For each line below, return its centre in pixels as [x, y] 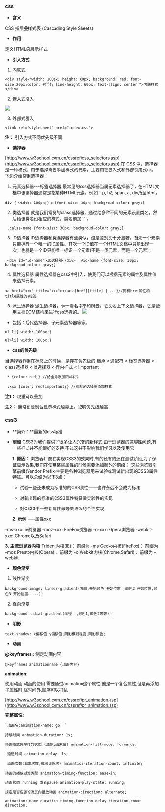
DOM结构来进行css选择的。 [54, 312]
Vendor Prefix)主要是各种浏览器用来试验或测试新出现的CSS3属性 [92, 471]
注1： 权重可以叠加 [24, 397]
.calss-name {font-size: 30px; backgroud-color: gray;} [66, 228]
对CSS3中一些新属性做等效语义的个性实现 [62, 508]
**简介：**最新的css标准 [37, 431]
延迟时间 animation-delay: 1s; [38, 754]
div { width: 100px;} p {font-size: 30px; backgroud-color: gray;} [75, 203]
